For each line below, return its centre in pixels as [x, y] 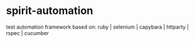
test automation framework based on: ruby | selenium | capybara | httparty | [98, 27]
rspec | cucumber [27, 33]
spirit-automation [50, 11]
